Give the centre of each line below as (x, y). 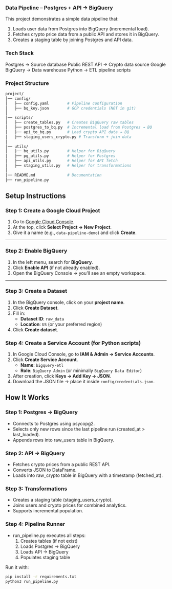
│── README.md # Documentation (53, 175)
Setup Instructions (36, 196)
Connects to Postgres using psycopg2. (54, 423)
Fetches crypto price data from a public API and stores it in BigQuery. (86, 34)
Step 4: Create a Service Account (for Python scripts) (73, 343)
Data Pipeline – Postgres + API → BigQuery (59, 8)
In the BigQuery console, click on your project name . (69, 302)
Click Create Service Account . (45, 360)
